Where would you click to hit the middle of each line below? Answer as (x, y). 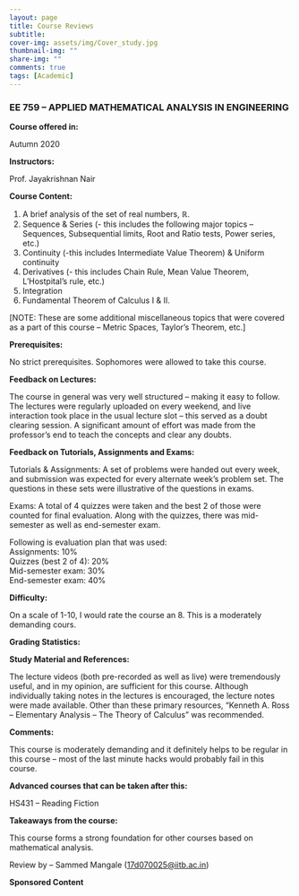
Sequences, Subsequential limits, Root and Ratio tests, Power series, (149, 234)
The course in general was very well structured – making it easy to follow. (145, 397)
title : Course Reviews (51, 26)
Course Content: (41, 196)
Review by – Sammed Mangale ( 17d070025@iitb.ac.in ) (109, 865)
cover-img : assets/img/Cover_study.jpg (84, 43)
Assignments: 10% (43, 552)
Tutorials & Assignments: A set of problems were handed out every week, (145, 470)
